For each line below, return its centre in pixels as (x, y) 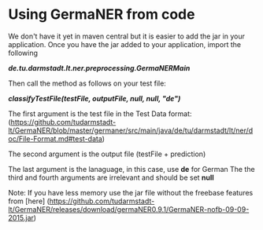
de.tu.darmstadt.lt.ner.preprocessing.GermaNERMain (99, 68)
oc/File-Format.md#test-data (55, 138)
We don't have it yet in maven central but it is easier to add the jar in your (127, 36)
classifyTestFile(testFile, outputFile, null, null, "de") (94, 98)
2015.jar (21, 217)
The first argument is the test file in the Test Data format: (100, 113)
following (23, 53)
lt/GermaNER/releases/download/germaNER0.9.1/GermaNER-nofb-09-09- (129, 209)
